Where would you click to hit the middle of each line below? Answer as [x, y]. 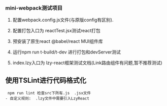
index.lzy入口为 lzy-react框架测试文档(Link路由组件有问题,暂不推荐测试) [87, 63]
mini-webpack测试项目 [34, 8]
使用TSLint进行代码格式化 [46, 80]
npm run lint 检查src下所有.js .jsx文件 [49, 93]
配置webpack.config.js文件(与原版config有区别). [63, 20]
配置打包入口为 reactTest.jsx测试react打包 [56, 31]
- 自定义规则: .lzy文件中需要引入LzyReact [47, 99]
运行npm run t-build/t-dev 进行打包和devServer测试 [66, 52]
